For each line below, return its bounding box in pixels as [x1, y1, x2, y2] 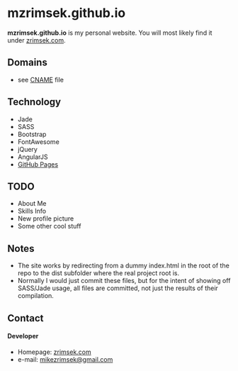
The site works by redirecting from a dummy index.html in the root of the [17, 261, 230, 270]
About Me [17, 199, 47, 208]
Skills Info [17, 207, 47, 216]
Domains [7, 57, 47, 69]
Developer [7, 332, 39, 340]
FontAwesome [17, 137, 60, 146]
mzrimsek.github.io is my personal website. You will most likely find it [7, 28, 212, 37]
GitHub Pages [17, 160, 59, 168]
